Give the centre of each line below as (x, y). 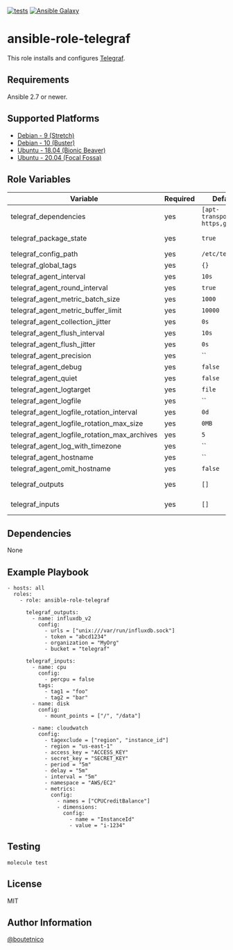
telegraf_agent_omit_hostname (61, 469)
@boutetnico (26, 940)
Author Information (50, 923)
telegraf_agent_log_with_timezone (66, 446)
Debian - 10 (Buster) (46, 143)
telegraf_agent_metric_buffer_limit (66, 311)
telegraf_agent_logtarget (51, 389)
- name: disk (51, 704)
